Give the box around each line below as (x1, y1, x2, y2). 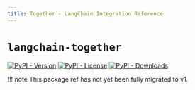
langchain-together (7, 40, 122, 53)
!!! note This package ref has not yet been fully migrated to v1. (7, 75, 189, 83)
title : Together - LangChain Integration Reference (7, 10, 163, 18)
